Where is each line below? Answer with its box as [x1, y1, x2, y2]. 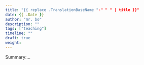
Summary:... [5, 54, 31, 60]
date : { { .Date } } [5, 12, 44, 17]
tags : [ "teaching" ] [5, 26, 47, 31]
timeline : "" [5, 31, 33, 36]
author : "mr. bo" [5, 17, 42, 22]
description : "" [5, 21, 40, 27]
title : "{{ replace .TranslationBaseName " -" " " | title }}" [5, 7, 139, 13]
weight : [5, 40, 22, 45]
